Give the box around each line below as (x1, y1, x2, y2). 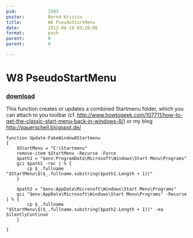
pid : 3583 (6, 8, 59, 15)
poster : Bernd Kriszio (6, 14, 82, 20)
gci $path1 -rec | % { (16, 161, 72, 167)
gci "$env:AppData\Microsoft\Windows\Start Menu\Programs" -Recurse (16, 191, 187, 197)
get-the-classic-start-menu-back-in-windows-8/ (6, 118, 124, 125)
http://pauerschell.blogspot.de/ (6, 124, 81, 131)
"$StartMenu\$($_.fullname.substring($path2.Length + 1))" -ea (6, 206, 164, 213)
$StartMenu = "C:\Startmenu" (16, 145, 88, 152)
